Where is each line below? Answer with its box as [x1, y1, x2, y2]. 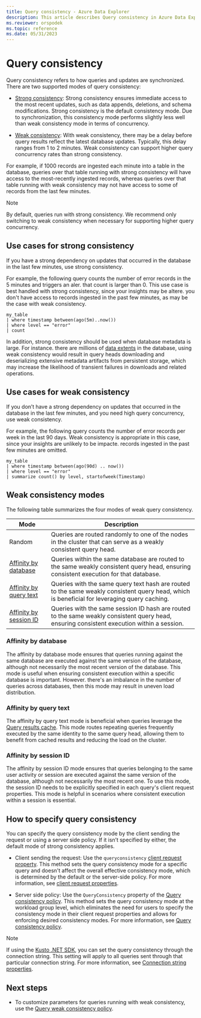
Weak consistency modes [6, 490, 105, 500]
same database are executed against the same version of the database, [6, 657, 182, 664]
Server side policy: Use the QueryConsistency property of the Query [14, 891, 181, 898]
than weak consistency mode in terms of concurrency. [14, 120, 150, 127]
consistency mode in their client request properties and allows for [14, 910, 177, 917]
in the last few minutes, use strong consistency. [6, 263, 124, 270]
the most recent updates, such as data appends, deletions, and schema [14, 101, 191, 108]
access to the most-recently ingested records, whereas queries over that [6, 175, 187, 183]
